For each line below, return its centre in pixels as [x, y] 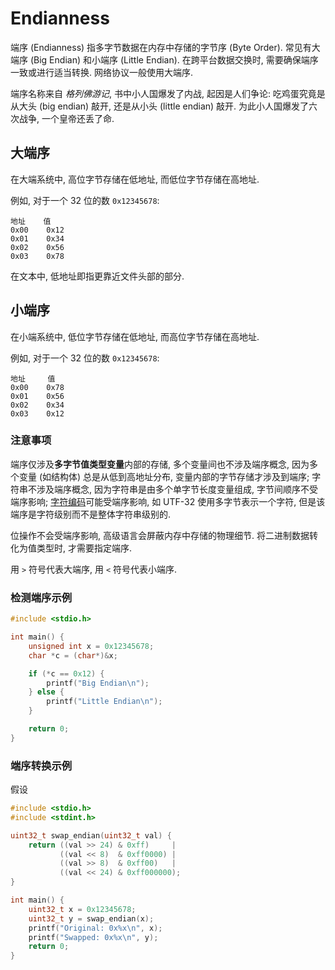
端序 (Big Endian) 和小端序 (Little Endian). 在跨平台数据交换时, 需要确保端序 [164, 59]
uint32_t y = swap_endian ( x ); [91, 918]
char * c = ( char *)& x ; [73, 655]
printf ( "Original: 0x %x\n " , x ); [95, 928]
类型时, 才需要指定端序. [84, 548]
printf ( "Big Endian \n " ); [98, 683]
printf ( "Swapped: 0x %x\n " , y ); [93, 937]
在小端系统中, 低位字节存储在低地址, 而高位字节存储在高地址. [135, 336]
